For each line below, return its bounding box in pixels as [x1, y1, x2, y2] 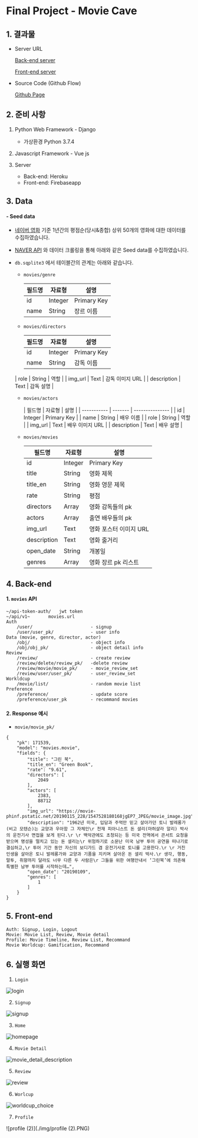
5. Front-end [6, 911, 53, 921]
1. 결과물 [6, 29, 35, 39]
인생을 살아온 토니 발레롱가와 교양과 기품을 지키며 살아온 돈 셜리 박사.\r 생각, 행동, [6, 851, 189, 857]
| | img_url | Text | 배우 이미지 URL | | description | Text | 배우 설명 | [23, 421, 183, 428]
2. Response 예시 [6, 710, 48, 717]
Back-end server [14, 57, 56, 63]
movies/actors [23, 395, 58, 402]
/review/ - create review [16, 655, 131, 661]
